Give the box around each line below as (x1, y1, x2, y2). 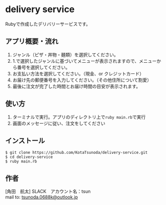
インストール (5, 136, 45, 145)
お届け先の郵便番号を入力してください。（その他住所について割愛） (12, 77, 152, 83)
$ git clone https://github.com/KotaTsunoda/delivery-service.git (5, 150, 148, 155)
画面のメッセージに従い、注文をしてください (12, 120, 105, 126)
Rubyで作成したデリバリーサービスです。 (5, 21, 91, 27)
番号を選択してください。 (17, 64, 70, 70)
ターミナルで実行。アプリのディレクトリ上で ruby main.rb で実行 (12, 114, 146, 120)
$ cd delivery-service (5, 154, 53, 160)
